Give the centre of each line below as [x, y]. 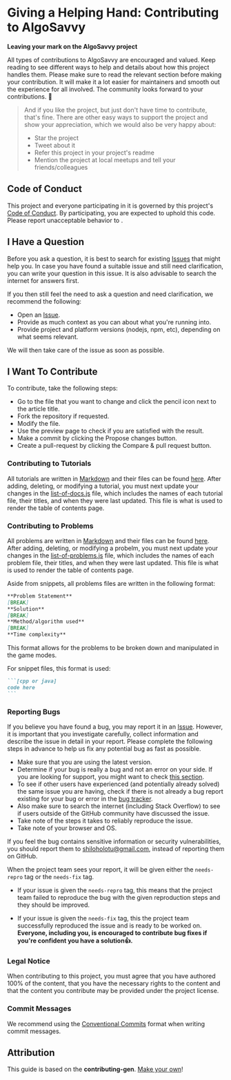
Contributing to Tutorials [49, 464]
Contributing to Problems [51, 526]
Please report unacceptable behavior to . [65, 220]
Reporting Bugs [34, 711]
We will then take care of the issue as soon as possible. [86, 350]
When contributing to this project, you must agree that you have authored [111, 976]
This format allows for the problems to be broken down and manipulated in [113, 648]
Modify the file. [39, 424]
